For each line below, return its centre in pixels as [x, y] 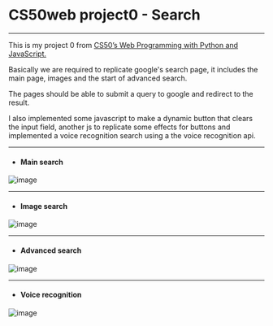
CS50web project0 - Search [104, 15]
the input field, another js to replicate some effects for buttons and [119, 127]
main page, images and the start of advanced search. [98, 78]
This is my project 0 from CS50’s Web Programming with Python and [123, 45]
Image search [43, 206]
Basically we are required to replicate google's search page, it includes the [133, 69]
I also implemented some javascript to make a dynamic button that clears [131, 118]
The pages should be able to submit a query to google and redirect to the [131, 93]
